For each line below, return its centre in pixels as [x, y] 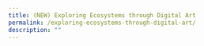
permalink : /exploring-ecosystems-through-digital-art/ [102, 23]
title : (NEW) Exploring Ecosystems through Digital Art [102, 15]
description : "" [35, 30]
